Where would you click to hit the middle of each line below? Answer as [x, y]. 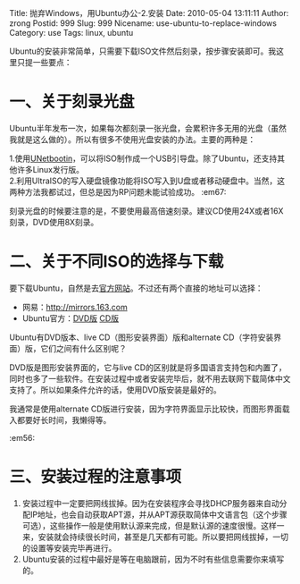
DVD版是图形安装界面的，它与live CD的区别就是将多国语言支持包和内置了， [148, 367]
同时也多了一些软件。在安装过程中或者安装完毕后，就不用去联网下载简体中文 [150, 378]
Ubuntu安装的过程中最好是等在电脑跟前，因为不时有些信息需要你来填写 [153, 559]
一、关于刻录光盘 [72, 102]
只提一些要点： [44, 62]
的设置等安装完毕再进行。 [69, 547]
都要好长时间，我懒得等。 [64, 419]
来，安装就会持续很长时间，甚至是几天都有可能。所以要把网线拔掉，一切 [155, 537]
